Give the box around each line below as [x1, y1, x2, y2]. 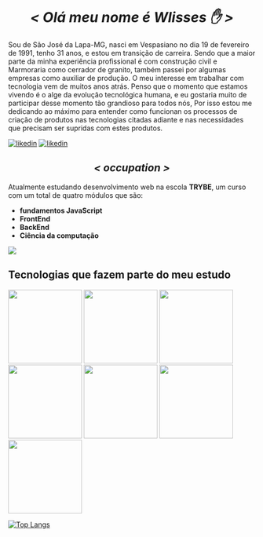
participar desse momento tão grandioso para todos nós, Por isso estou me [8, 98, 253, 108]
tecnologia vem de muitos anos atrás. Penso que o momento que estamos [8, 82, 248, 91]
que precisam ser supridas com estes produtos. [8, 123, 163, 133]
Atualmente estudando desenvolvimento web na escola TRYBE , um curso [8, 182, 247, 192]
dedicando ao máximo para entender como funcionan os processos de [8, 106, 238, 116]
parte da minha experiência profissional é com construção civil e [8, 57, 217, 66]
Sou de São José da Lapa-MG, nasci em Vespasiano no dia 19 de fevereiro [8, 39, 250, 49]
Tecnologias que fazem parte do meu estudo [8, 268, 232, 282]
